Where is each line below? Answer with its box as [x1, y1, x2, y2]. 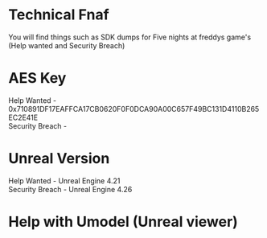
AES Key [8, 69, 67, 88]
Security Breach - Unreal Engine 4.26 [8, 184, 133, 194]
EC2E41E [8, 113, 39, 122]
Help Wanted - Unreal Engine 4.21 [8, 175, 121, 186]
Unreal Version [8, 150, 110, 168]
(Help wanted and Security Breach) [8, 40, 125, 50]
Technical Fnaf [8, 6, 110, 24]
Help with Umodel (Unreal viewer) [8, 213, 239, 231]
